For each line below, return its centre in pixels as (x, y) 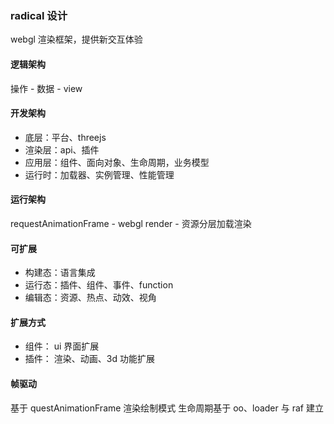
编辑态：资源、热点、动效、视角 (90, 298)
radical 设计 (39, 15)
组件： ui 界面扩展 (62, 346)
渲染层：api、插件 (62, 149)
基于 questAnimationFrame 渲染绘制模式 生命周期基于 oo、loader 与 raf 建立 (167, 408)
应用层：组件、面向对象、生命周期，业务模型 (117, 162)
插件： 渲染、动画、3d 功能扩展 (89, 359)
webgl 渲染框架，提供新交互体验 (76, 39)
